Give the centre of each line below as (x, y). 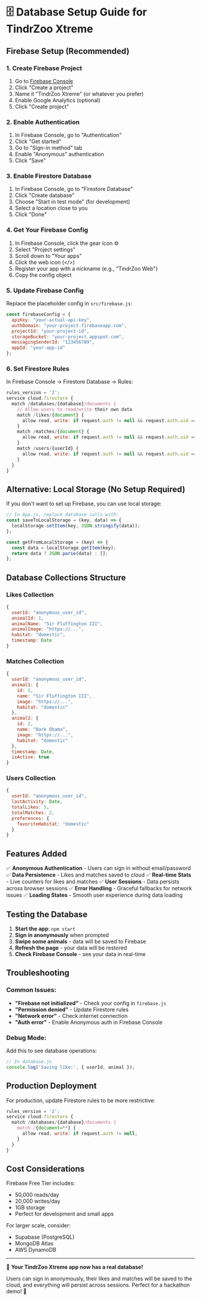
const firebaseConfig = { (38, 315)
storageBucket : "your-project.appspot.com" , (68, 336)
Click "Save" (30, 160)
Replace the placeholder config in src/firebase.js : (69, 304)
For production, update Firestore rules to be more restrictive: (81, 1100)
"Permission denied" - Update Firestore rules (71, 1009)
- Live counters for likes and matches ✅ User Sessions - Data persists (93, 882)
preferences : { (31, 818)
